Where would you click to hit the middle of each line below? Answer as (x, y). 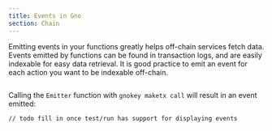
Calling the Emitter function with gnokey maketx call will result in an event (133, 95)
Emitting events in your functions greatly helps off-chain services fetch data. (136, 46)
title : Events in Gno (45, 16)
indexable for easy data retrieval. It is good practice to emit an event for (128, 63)
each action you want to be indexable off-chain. (89, 72)
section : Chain (34, 23)
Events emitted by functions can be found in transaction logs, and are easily (135, 55)
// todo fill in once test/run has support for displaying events (123, 118)
